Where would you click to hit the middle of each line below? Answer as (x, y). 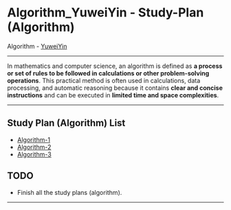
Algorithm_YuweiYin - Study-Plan (106, 13)
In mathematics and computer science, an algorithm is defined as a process (115, 66)
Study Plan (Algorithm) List (66, 123)
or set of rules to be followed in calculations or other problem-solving (108, 73)
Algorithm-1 (33, 139)
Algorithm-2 (34, 147)
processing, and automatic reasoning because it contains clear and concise (115, 88)
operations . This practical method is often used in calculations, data (104, 80)
